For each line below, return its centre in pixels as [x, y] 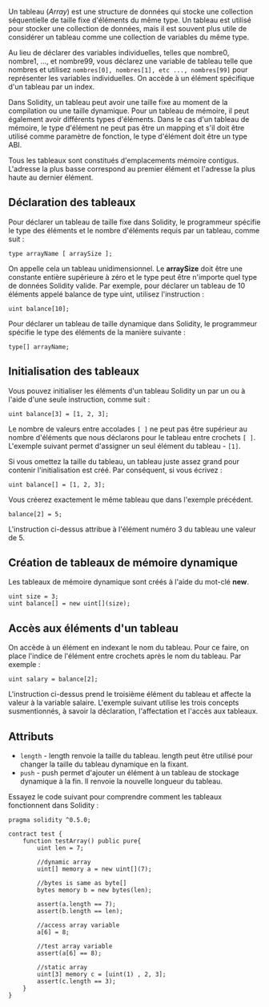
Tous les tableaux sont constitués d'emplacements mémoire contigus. [124, 160]
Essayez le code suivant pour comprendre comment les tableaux [115, 797]
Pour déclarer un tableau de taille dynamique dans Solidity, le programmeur [133, 323]
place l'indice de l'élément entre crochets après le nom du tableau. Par [125, 656]
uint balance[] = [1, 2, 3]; [57, 484]
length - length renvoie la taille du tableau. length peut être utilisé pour [137, 756]
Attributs [31, 736]
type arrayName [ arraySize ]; [60, 253]
